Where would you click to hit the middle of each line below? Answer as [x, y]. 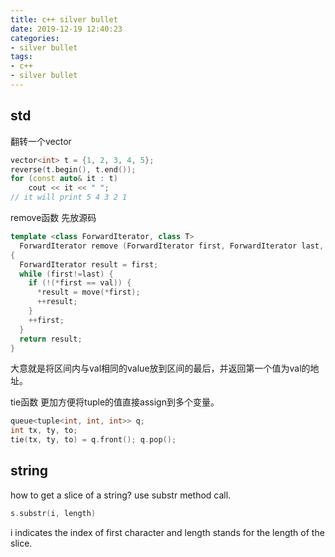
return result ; [51, 339]
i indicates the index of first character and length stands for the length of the [167, 532]
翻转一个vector [41, 141]
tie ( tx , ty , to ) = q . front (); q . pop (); [93, 440]
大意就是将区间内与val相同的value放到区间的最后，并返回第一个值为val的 [160, 368]
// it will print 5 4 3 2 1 [69, 197]
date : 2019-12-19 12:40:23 [66, 29]
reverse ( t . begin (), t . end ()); [73, 169]
